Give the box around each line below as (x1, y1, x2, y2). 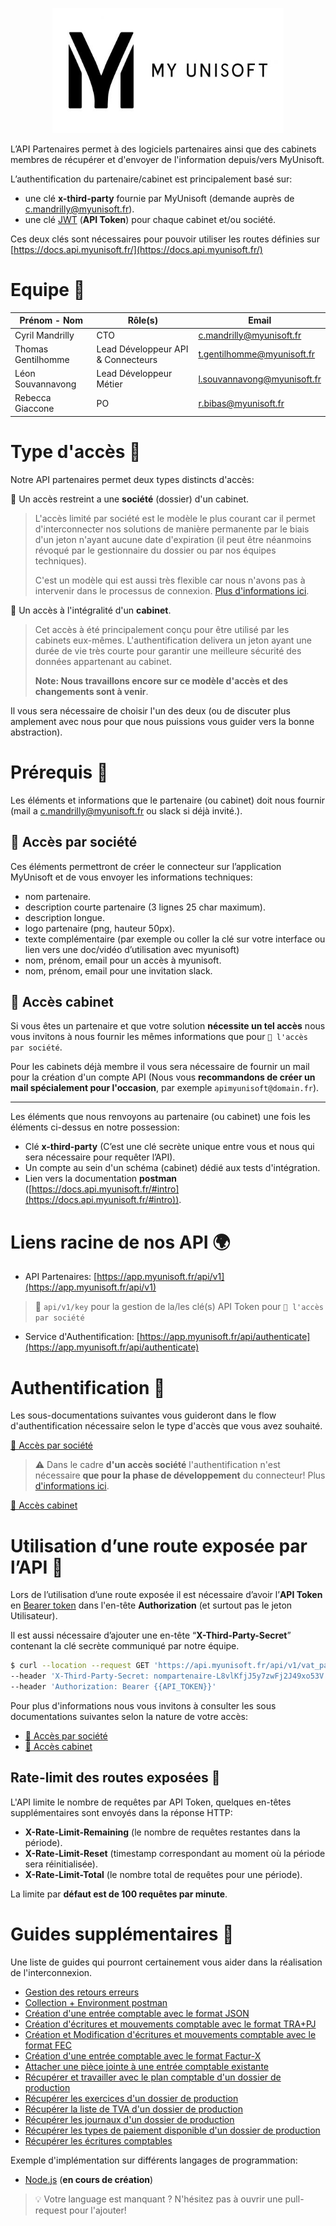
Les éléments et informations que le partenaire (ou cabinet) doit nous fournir (10, 794, 326, 806)
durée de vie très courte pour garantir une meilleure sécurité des (34, 644, 302, 657)
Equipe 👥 (10, 279, 86, 302)
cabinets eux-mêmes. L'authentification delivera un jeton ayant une (34, 634, 313, 646)
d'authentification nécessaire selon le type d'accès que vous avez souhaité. (10, 1420, 323, 1432)
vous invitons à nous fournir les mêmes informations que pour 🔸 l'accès (10, 1031, 308, 1043)
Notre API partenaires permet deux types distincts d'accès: (10, 473, 255, 485)
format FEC (24, 2039, 73, 2051)
